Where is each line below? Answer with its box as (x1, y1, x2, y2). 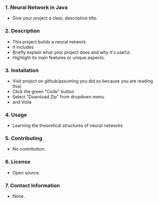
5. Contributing (5, 135, 43, 142)
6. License (5, 159, 31, 165)
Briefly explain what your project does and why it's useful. (12, 49, 131, 55)
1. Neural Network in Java (5, 4, 68, 11)
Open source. (12, 169, 41, 175)
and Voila (12, 99, 32, 105)
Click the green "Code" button (12, 88, 74, 94)
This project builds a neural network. (12, 39, 88, 44)
